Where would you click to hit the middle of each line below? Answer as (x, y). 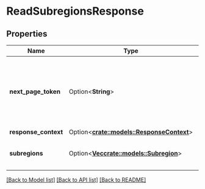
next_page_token (35, 91)
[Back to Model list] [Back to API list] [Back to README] (76, 180)
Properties (27, 34)
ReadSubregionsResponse (75, 11)
